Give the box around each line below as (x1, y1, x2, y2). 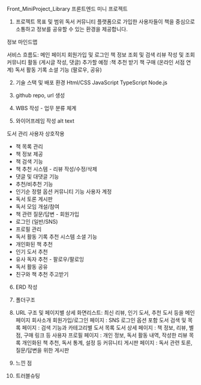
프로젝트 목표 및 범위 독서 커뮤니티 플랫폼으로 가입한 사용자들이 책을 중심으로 (15, 18, 196, 25)
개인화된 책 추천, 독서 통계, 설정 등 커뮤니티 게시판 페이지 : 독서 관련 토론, (22, 339, 193, 346)
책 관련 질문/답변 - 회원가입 (15, 211, 80, 218)
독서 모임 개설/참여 (15, 203, 59, 210)
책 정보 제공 (15, 150, 44, 158)
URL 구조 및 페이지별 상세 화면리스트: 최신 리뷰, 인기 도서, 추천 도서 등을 (15, 309, 184, 316)
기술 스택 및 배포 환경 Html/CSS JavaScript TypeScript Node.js (15, 79, 167, 86)
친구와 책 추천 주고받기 (15, 271, 69, 278)
